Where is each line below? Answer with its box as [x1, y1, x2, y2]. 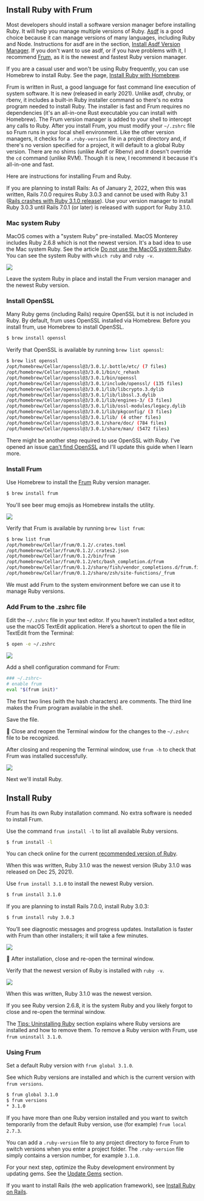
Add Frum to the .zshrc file [6, 603, 87, 611]
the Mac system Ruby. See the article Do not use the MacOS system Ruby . [6, 245, 192, 253]
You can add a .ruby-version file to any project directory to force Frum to [6, 1139, 190, 1146]
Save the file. [6, 716, 39, 723]
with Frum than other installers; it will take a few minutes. [6, 932, 149, 939]
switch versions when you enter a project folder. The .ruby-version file [6, 1145, 184, 1153]
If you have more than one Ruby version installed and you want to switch [6, 1114, 188, 1121]
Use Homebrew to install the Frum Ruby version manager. [6, 478, 151, 485]
